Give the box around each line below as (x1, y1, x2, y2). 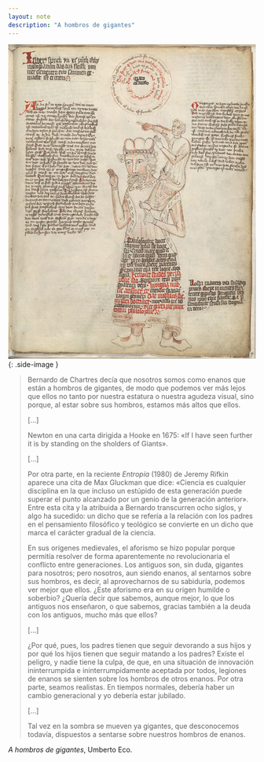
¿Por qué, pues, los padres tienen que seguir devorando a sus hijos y (27, 641, 251, 650)
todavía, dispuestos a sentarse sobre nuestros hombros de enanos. (27, 730, 246, 739)
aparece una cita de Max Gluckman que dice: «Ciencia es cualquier (27, 478, 246, 487)
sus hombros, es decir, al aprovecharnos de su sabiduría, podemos (27, 577, 245, 586)
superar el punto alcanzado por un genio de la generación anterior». (27, 494, 249, 504)
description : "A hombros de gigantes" (8, 20, 135, 29)
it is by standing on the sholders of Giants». (27, 439, 169, 449)
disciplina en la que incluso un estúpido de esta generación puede (27, 486, 243, 496)
